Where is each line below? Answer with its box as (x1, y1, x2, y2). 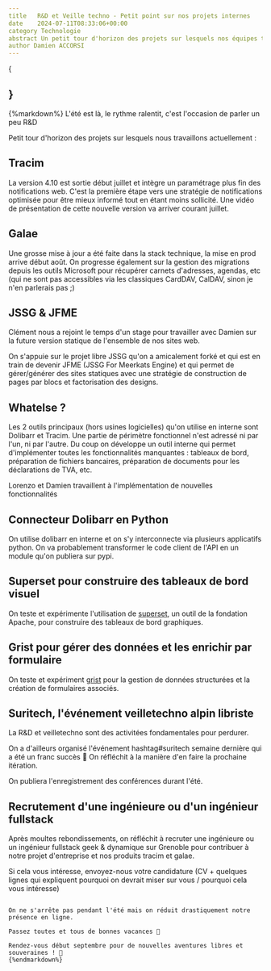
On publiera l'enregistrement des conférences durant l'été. (8, 776, 203, 786)
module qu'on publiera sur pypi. (8, 551, 115, 561)
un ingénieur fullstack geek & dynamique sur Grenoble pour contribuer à (8, 843, 249, 852)
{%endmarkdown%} (8, 956, 63, 965)
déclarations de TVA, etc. (8, 465, 93, 475)
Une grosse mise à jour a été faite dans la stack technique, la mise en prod (8, 248, 256, 258)
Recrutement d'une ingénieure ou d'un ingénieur (8, 800, 259, 814)
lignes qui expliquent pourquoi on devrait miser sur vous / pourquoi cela (8, 875, 248, 885)
